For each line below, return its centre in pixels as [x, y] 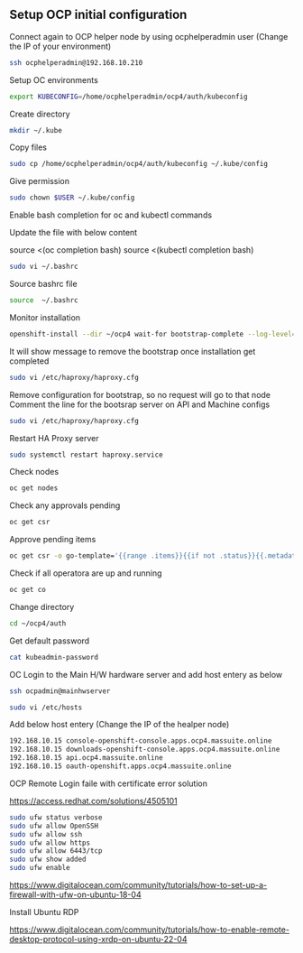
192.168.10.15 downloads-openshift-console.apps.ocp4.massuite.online [145, 749]
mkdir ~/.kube [36, 130]
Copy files [28, 147]
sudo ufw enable [40, 868]
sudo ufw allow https [50, 843]
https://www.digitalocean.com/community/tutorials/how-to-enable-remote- [150, 930]
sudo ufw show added [48, 860]
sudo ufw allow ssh [46, 834]
